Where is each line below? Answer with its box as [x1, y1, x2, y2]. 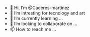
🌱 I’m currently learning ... [9, 15, 63, 21]
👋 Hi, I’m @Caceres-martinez [9, 5, 70, 10]
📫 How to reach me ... [9, 26, 56, 32]
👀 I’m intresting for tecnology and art [9, 10, 86, 16]
